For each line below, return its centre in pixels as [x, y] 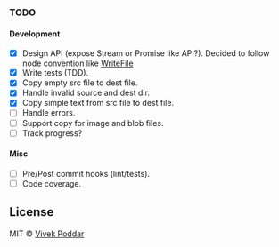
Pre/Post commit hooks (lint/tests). [86, 173]
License [32, 212]
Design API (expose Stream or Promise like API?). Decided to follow [146, 53]
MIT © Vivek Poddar [47, 234]
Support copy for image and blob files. [93, 123]
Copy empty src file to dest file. [80, 83]
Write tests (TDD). [55, 73]
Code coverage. [52, 183]
